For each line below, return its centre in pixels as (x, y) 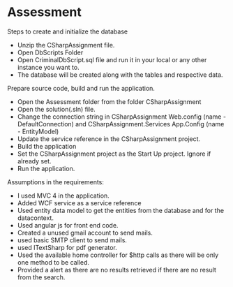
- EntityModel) (38, 131)
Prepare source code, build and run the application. (81, 88)
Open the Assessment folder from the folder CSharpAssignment (109, 101)
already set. (34, 161)
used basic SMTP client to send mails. (72, 240)
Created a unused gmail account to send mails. (85, 233)
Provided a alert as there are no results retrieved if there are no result (116, 270)
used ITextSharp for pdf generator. (67, 247)
